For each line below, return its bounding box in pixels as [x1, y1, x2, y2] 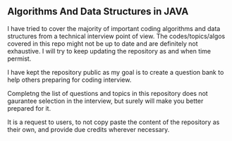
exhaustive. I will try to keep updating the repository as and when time [7, 47, 212, 55]
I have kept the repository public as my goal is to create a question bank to [7, 68, 224, 76]
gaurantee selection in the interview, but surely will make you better [7, 97, 204, 105]
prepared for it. [7, 104, 51, 112]
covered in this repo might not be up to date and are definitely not [7, 39, 199, 48]
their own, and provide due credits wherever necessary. [7, 125, 170, 133]
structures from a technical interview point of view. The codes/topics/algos [7, 32, 226, 40]
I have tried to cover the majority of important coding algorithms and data [7, 24, 221, 32]
